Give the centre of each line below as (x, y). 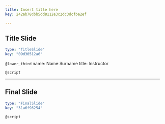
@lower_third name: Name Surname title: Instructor (57, 64)
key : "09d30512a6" (24, 54)
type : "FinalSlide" (25, 103)
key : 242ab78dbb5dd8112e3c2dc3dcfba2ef (46, 14)
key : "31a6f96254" (24, 108)
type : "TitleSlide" (25, 50)
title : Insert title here (31, 10)
